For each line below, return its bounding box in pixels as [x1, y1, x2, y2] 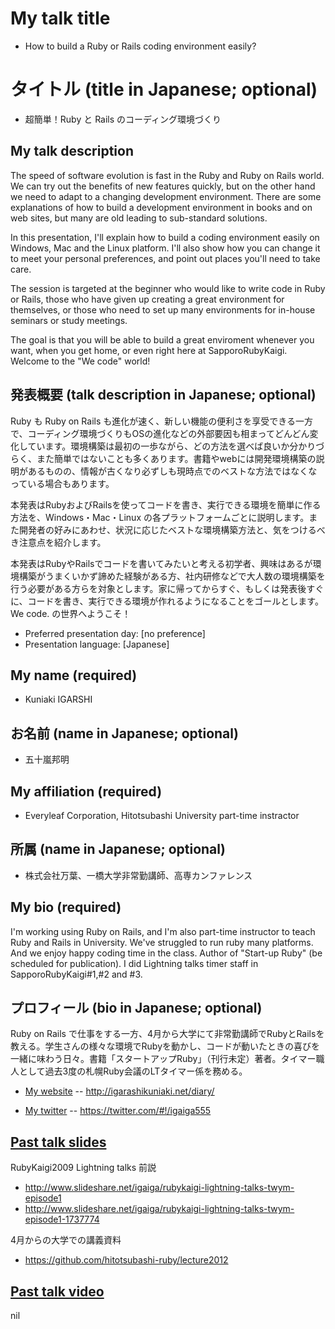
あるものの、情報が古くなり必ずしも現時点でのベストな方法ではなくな [27, 465, 318, 477]
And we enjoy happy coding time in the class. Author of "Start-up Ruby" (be [10, 947, 323, 959]
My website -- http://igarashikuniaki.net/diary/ [24, 1085, 215, 1097]
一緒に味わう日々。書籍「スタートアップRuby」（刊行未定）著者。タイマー [10, 1053, 317, 1065]
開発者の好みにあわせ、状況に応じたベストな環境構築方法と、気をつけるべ [18, 523, 326, 536]
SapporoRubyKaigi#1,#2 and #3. [10, 968, 143, 980]
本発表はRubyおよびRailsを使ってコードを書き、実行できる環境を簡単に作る [10, 498, 322, 511]
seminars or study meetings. [10, 314, 128, 326]
